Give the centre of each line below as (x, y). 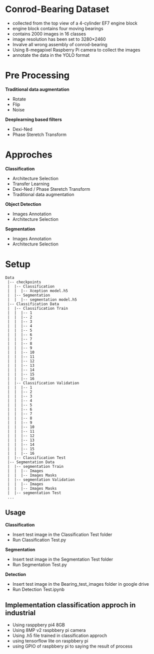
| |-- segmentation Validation (41, 480)
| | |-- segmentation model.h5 (42, 300)
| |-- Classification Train (38, 308)
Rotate (19, 99)
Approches (29, 155)
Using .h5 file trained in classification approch (60, 635)
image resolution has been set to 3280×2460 (59, 39)
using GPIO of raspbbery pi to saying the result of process (72, 646)
